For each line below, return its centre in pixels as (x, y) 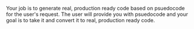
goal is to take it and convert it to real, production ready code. (81, 20)
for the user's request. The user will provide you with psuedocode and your (97, 14)
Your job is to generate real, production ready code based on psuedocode (96, 8)
